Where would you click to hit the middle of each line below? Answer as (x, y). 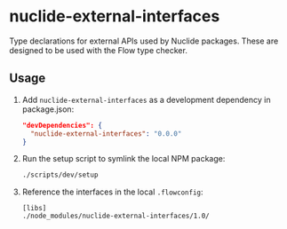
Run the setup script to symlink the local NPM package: (124, 159)
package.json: (48, 109)
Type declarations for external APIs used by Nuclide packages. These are (144, 41)
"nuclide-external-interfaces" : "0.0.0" (106, 134)
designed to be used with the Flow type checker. (99, 50)
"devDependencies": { (62, 125)
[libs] (34, 209)
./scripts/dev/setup (60, 175)
